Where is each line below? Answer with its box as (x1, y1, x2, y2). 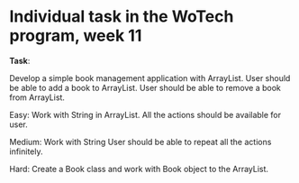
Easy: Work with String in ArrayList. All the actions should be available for (9, 109, 282, 120)
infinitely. (9, 146, 43, 157)
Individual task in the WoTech (9, 6, 234, 27)
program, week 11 (9, 25, 142, 46)
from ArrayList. (9, 92, 66, 103)
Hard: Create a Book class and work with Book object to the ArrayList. (9, 163, 268, 174)
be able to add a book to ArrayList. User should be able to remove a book (9, 82, 282, 93)
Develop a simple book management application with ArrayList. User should (9, 72, 291, 83)
